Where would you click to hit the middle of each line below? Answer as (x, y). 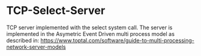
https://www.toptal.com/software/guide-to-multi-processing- (118, 40)
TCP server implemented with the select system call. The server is (89, 27)
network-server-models (36, 47)
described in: (23, 40)
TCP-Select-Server (56, 11)
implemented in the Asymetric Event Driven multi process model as (90, 33)
